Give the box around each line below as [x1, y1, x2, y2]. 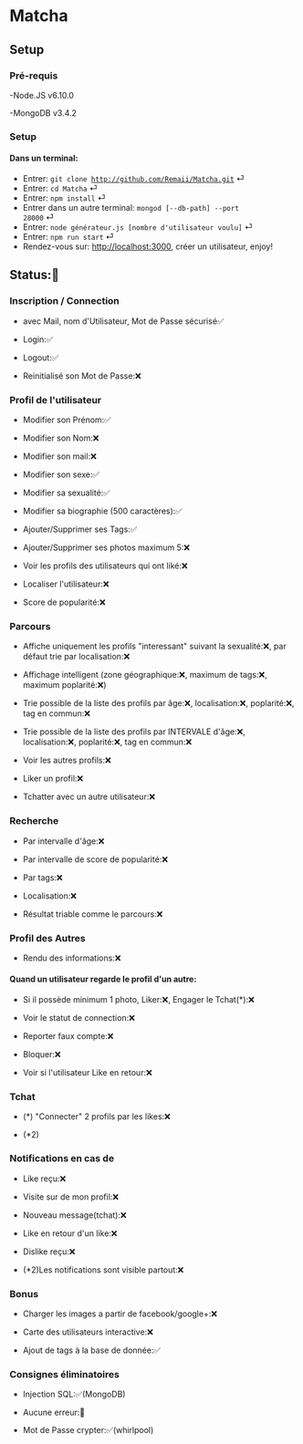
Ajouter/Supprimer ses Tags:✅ [22, 524, 138, 535]
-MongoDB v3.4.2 [9, 107, 78, 119]
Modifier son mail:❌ [22, 451, 98, 462]
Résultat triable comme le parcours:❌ [22, 909, 163, 919]
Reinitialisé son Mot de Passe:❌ [22, 370, 141, 381]
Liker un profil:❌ [22, 773, 84, 784]
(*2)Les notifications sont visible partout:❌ [22, 1264, 184, 1275]
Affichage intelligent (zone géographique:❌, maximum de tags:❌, [22, 670, 267, 680]
